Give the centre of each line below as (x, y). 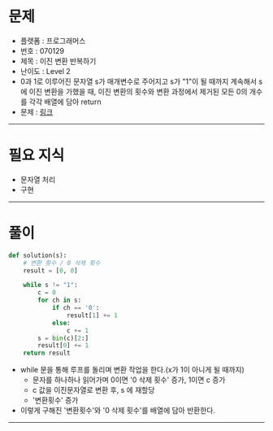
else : (61, 323)
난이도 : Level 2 (45, 71)
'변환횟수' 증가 (55, 400)
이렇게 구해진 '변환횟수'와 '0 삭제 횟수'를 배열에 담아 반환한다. (117, 411)
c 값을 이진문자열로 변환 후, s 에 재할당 (93, 390)
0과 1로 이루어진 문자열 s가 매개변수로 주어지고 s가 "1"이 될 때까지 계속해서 (139, 81)
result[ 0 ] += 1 (63, 346)
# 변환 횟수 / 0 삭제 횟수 (62, 263)
